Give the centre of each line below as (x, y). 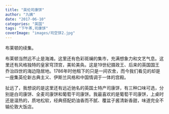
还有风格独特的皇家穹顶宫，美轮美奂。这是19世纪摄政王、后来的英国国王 (84, 65)
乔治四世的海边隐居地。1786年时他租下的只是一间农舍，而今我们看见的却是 (83, 71)
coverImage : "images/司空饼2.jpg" (40, 33)
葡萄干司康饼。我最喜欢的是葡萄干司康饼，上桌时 (113, 94)
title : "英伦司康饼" (25, 10)
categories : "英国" (25, 24)
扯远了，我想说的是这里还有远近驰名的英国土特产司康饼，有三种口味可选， (82, 88)
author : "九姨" (20, 14)
